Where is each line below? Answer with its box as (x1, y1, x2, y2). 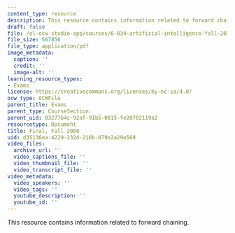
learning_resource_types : (7, 75, 83, 83)
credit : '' (13, 62, 45, 69)
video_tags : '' (13, 186, 58, 193)
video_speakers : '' (13, 179, 71, 186)
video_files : (7, 141, 45, 148)
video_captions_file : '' (13, 153, 86, 161)
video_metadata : (7, 173, 55, 180)
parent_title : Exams (7, 101, 68, 108)
